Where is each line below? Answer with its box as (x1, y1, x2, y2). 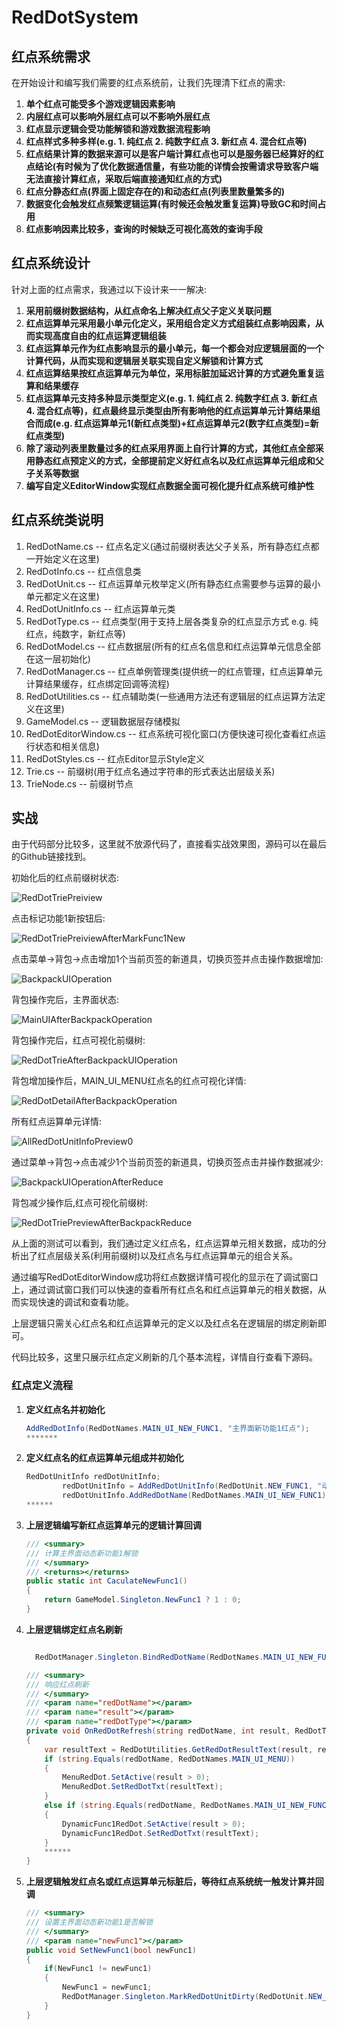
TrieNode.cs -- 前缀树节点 (25, 777, 134, 790)
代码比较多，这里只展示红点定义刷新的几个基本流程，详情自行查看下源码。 (11, 1351, 318, 1363)
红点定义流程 (11, 1379, 74, 1393)
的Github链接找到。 (11, 851, 92, 863)
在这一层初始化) (25, 652, 91, 665)
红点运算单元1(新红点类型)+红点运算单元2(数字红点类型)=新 (74, 417, 319, 429)
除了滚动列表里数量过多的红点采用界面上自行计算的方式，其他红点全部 (25, 442, 316, 454)
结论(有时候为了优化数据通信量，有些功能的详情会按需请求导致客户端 (34, 161, 319, 172)
